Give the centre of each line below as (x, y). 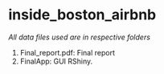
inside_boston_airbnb (82, 15)
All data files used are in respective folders (80, 37)
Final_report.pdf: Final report (67, 52)
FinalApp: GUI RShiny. (56, 61)
